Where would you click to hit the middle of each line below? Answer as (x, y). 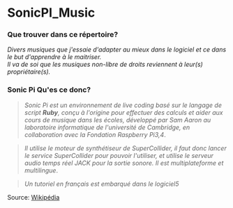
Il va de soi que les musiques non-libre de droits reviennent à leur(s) (105, 65)
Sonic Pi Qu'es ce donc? (49, 90)
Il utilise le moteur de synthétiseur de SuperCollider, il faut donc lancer (125, 148)
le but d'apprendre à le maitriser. (54, 57)
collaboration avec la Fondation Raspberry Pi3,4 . (95, 134)
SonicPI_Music (51, 13)
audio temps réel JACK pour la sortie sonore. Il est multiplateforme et (124, 163)
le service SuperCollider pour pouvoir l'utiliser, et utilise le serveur (119, 155)
